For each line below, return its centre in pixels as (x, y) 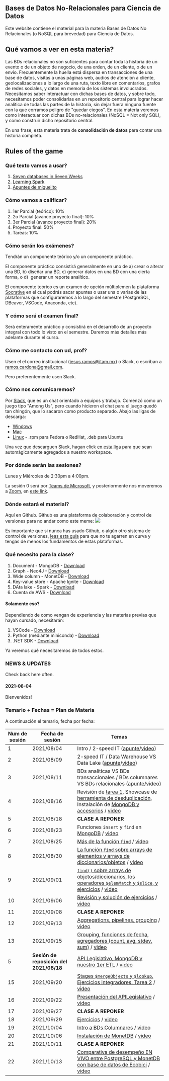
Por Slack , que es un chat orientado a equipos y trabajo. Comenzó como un (84, 400)
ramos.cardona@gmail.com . (34, 367)
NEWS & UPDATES (28, 663)
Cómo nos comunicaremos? (40, 389)
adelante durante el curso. (32, 338)
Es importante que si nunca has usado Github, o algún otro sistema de (78, 531)
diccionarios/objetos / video (110, 862)
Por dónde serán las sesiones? (44, 465)
